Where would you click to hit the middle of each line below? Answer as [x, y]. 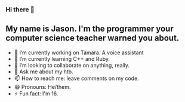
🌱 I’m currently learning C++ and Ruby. [62, 58]
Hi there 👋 [20, 10]
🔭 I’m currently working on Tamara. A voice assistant [79, 52]
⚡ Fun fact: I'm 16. [36, 93]
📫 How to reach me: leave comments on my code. [77, 78]
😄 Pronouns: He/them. [42, 86]
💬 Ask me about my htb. [44, 72]
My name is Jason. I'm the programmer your [90, 29]
